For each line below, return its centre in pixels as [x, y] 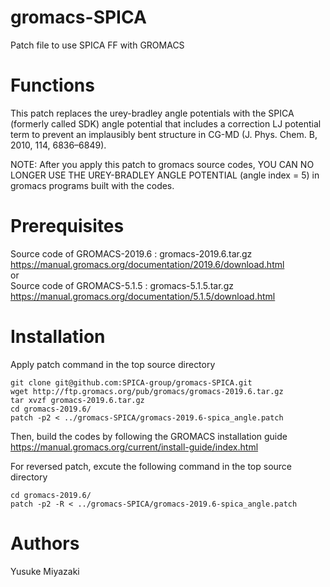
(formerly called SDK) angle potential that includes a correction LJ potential [166, 123]
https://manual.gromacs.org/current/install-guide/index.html [134, 447]
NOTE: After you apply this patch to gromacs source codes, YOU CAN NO [162, 164]
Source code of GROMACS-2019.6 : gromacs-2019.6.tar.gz [131, 253]
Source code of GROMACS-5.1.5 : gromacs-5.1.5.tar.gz [122, 285]
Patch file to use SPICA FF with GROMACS [97, 45]
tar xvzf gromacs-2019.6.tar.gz [77, 400]
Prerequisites [67, 226]
